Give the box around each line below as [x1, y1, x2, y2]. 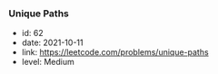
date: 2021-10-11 [21, 37, 84, 48]
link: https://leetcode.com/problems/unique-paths [21, 47, 210, 58]
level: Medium [21, 57, 74, 68]
